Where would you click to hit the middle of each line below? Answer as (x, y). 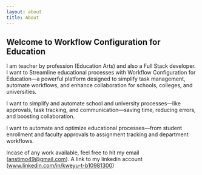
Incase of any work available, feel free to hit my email (73, 153)
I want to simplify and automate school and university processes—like (93, 104)
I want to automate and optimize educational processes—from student (94, 128)
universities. (22, 92)
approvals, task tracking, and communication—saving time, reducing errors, (101, 110)
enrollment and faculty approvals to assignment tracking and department (98, 134)
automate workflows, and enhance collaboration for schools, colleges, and (99, 85)
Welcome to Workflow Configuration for (83, 42)
